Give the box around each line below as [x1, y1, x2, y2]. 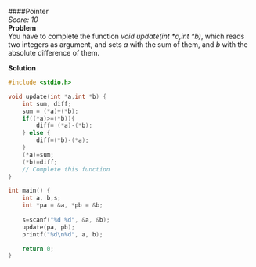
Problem [8, 23, 37, 32]
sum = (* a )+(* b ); [22, 107, 79, 115]
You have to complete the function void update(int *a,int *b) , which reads [8, 31, 245, 41]
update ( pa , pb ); [22, 223, 76, 231]
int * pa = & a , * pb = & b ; [22, 201, 103, 210]
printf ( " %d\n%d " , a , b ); [22, 230, 103, 238]
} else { [22, 129, 51, 137]
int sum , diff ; [22, 99, 72, 108]
